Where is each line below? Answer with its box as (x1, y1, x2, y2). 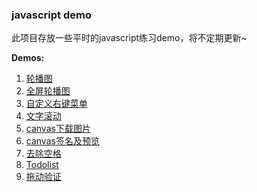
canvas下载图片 (25, 123, 91, 135)
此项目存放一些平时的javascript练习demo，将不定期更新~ (11, 32, 248, 44)
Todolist (25, 159, 59, 171)
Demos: (11, 52, 45, 64)
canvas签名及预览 (25, 135, 100, 147)
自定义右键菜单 (25, 98, 88, 110)
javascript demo (11, 8, 92, 22)
